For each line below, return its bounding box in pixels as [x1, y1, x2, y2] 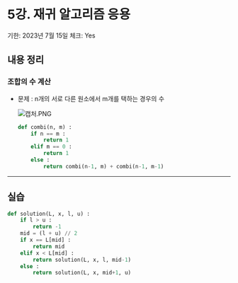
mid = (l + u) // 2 [20, 230, 78, 237]
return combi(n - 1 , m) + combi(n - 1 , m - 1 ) [43, 163, 164, 170]
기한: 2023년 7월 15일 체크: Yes [7, 31, 96, 40]
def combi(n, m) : [17, 123, 72, 131]
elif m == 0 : [30, 143, 72, 151]
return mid [33, 243, 65, 250]
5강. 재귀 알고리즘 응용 [7, 6, 131, 23]
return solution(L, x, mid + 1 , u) [33, 270, 132, 277]
